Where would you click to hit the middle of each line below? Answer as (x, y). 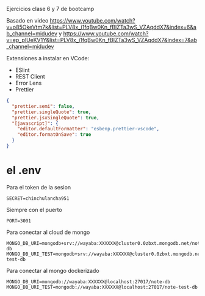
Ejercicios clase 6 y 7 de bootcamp (50, 9)
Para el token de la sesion (39, 187)
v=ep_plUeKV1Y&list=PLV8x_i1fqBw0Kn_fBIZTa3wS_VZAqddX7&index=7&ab (102, 40)
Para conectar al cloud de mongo (48, 232)
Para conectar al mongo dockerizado (53, 270)
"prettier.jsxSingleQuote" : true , (56, 118)
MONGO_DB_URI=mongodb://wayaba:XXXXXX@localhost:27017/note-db (88, 282)
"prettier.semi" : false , (43, 106)
